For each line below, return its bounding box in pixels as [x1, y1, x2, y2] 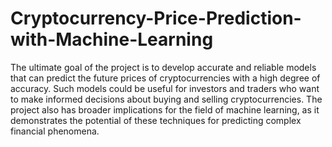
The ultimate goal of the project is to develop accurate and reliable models [10, 61, 317, 73]
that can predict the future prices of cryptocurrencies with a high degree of [10, 72, 321, 84]
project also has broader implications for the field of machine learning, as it [10, 103, 320, 116]
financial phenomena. [10, 125, 100, 137]
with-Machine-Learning [10, 28, 214, 51]
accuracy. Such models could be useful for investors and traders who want [10, 82, 320, 94]
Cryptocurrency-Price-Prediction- [10, 7, 302, 30]
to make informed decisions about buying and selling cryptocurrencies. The [10, 93, 323, 105]
